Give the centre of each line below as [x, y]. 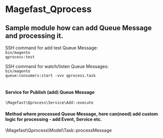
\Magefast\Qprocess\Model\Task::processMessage [59, 130]
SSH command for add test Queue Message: [52, 48]
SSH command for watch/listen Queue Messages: [57, 66]
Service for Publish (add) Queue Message [50, 92]
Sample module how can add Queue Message [78, 28]
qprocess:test [20, 57]
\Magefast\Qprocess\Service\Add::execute [49, 103]
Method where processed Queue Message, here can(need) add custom [82, 114]
